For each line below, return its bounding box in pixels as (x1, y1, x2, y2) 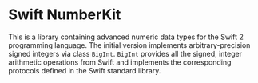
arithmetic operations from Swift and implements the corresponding (8, 57, 232, 67)
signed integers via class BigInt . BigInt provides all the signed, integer (8, 49, 242, 58)
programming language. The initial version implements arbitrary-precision (8, 40, 251, 49)
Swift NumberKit (8, 6, 121, 24)
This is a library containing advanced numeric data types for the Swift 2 (8, 32, 244, 41)
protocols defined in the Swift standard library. (8, 65, 161, 75)
